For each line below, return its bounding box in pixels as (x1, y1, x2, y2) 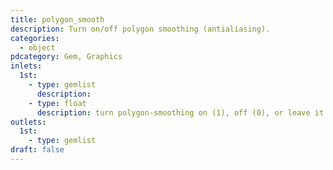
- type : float (28, 98, 87, 108)
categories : (10, 33, 60, 43)
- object (19, 42, 56, 53)
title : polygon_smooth (10, 14, 105, 25)
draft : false (10, 145, 65, 155)
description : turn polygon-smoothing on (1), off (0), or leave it (36, 107, 325, 118)
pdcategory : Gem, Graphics (10, 52, 123, 62)
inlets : (10, 61, 43, 71)
